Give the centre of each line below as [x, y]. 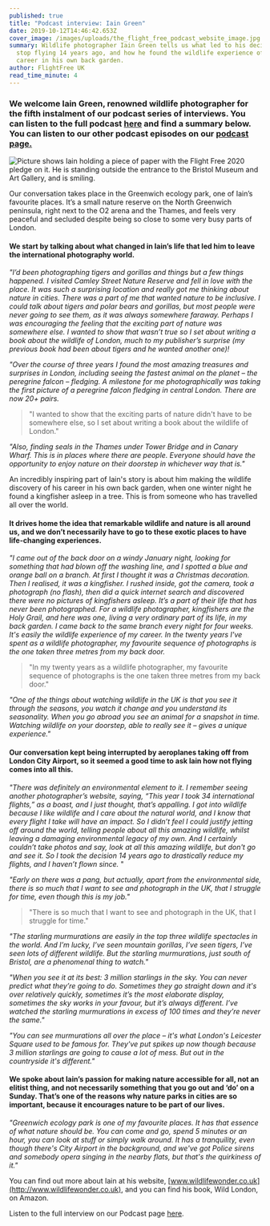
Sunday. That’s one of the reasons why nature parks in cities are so [123, 1096]
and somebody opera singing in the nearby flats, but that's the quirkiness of [135, 1156]
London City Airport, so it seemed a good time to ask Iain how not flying [131, 761]
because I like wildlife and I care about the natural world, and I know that [130, 813]
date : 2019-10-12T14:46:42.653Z [63, 30]
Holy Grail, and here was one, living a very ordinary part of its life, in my [128, 617]
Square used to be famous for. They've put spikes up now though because [133, 1044]
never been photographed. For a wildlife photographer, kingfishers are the [132, 609]
